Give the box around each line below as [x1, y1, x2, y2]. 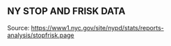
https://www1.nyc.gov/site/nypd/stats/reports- [31, 23, 165, 32]
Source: [7, 23, 30, 32]
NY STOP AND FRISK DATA [7, 5, 126, 17]
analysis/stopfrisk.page [7, 31, 74, 39]
